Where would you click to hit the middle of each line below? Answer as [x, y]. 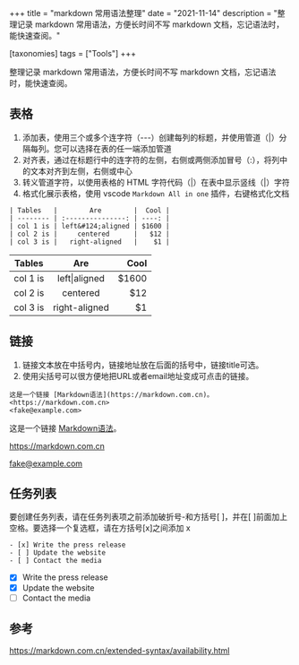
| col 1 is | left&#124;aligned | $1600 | [90, 226]
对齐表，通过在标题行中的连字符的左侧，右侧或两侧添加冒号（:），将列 [151, 160]
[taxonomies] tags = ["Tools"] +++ [73, 53]
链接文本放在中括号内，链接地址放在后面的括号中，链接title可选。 [143, 365]
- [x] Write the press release [68, 545]
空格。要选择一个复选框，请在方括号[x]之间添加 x [100, 528]
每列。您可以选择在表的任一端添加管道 [101, 148]
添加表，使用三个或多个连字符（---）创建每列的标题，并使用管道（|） [150, 137]
